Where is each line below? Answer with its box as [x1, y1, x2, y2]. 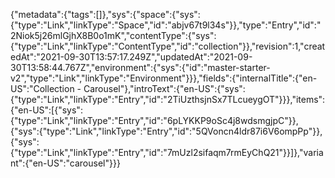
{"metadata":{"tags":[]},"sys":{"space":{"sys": [10, 9, 201, 20]
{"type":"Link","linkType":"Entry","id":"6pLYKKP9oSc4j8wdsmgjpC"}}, [10, 115, 299, 126]
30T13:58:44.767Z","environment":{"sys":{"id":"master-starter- [10, 62, 271, 73]
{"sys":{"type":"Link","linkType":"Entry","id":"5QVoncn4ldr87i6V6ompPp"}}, [10, 125, 323, 137]
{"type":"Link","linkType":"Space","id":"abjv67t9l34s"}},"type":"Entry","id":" [10, 19, 322, 31]
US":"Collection [10, 83, 75, 94]
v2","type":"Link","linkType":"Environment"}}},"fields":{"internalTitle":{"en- [10, 72, 318, 84]
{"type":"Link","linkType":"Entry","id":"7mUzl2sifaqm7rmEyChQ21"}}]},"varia [10, 147, 324, 158]
